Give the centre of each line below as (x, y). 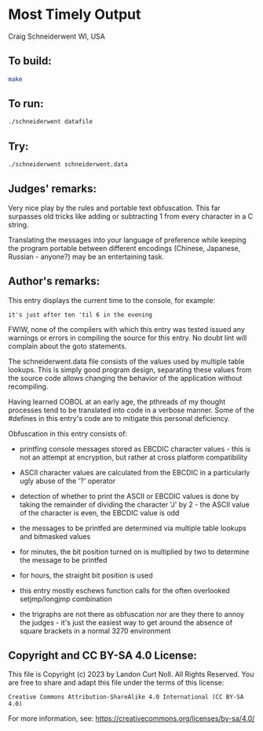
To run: (26, 104)
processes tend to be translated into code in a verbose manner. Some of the (131, 410)
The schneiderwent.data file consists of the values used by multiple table (126, 361)
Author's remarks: (54, 281)
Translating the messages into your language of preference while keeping (127, 240)
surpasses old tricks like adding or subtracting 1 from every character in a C (131, 216)
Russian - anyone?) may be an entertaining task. (86, 257)
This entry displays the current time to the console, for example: (112, 300)
